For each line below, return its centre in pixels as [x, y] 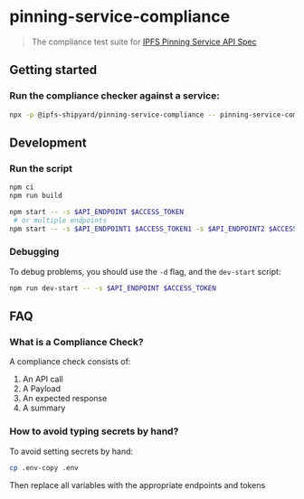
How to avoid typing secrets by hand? [94, 431]
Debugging [34, 252]
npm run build [36, 196]
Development [48, 142]
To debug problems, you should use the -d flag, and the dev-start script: [145, 271]
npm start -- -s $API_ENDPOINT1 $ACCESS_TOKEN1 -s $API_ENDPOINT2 [137, 229]
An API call [43, 379]
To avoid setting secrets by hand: [71, 451]
